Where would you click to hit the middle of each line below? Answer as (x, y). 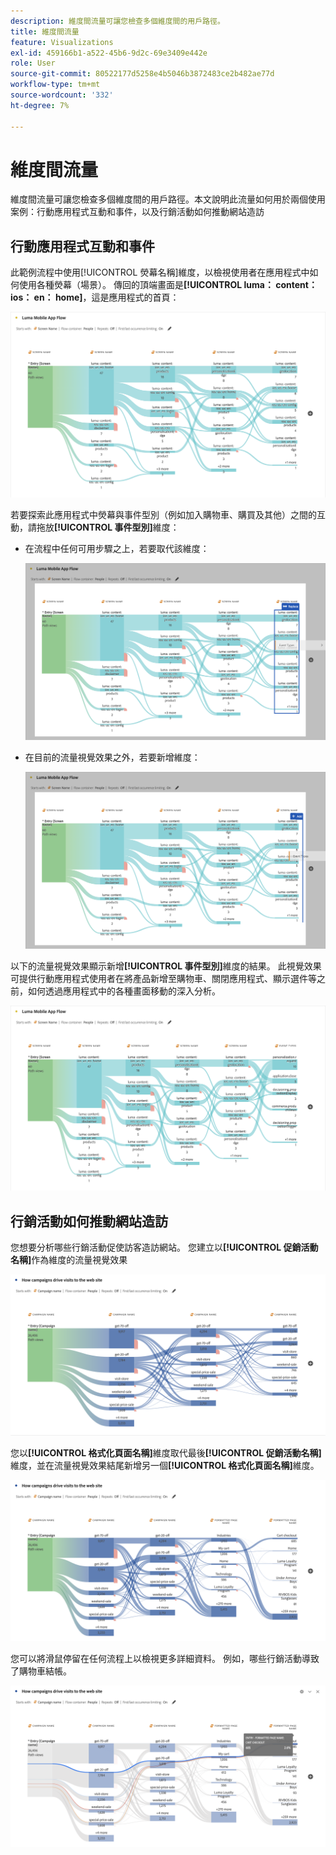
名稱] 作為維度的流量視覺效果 (69, 1260)
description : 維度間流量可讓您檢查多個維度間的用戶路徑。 (117, 21)
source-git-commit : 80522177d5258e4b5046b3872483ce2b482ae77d (142, 74)
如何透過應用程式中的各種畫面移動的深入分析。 (124, 991)
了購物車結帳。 (41, 1671)
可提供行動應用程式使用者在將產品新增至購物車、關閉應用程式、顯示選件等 (163, 978)
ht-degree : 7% (40, 105)
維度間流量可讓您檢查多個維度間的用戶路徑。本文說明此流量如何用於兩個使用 (168, 199)
